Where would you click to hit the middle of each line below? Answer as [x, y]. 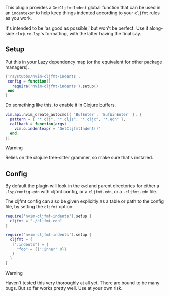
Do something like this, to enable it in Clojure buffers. [61, 105]
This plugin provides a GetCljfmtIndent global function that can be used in [83, 7]
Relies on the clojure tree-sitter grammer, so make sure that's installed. [79, 158]
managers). [17, 67]
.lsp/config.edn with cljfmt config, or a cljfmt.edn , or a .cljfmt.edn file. [81, 192]
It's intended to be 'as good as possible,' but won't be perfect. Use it [77, 28]
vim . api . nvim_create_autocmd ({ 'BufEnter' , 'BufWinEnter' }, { [74, 115]
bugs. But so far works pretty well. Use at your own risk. [64, 288]
